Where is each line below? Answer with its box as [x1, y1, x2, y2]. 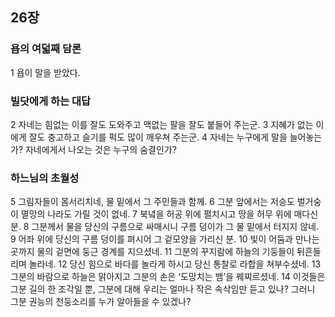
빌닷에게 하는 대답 [10, 94, 92, 108]
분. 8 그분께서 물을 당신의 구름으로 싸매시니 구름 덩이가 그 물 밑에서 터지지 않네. [10, 221, 319, 233]
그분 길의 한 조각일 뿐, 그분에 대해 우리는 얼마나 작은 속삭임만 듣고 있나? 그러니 [10, 283, 316, 295]
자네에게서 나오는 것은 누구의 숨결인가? [24, 143, 177, 155]
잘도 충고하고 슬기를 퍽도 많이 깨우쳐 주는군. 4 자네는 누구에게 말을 [28, 131, 288, 143]
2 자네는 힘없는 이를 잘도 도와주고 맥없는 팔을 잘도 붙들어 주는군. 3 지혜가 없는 [10, 118, 314, 130]
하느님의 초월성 [10, 171, 80, 185]
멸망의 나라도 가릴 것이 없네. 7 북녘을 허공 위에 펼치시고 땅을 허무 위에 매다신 [20, 208, 319, 220]
